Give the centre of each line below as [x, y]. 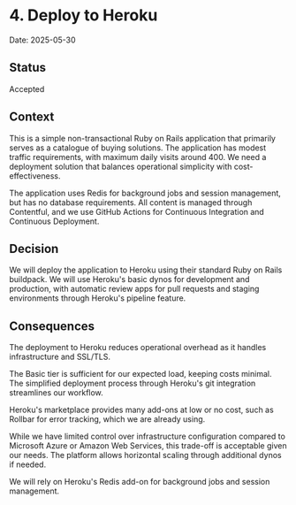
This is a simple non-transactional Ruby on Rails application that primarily [143, 138]
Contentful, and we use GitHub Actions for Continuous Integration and [137, 211]
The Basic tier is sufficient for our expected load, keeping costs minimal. [140, 374]
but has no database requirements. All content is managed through [131, 202]
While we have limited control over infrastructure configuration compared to [147, 436]
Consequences [52, 326]
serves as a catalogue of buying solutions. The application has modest [138, 148]
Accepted [27, 88]
